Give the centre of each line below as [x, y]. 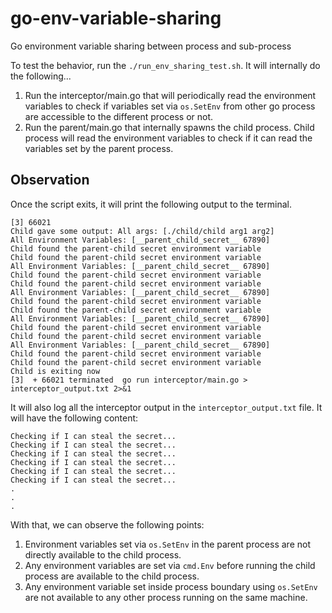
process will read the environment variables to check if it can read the [168, 138]
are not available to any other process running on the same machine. [166, 597]
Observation [50, 180]
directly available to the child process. [103, 554]
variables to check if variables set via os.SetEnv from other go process [170, 106]
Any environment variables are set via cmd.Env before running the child [170, 565]
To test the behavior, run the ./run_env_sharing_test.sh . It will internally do [165, 65]
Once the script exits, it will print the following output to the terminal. [151, 204]
